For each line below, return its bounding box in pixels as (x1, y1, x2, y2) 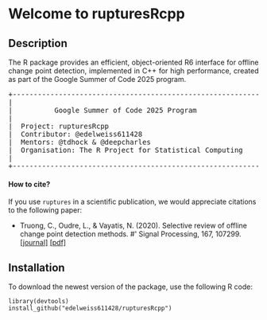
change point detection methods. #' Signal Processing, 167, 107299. (19, 229, 242, 239)
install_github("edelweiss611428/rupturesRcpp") (8, 304, 172, 313)
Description (8, 37, 68, 50)
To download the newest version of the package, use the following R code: (8, 282, 253, 291)
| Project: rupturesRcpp (8, 122, 110, 131)
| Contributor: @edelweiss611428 (8, 130, 143, 139)
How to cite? (8, 179, 51, 189)
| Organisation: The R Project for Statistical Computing (8, 146, 244, 154)
